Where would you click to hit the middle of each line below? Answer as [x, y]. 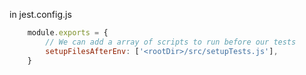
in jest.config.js [40, 14]
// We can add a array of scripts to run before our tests [171, 42]
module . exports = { [68, 33]
